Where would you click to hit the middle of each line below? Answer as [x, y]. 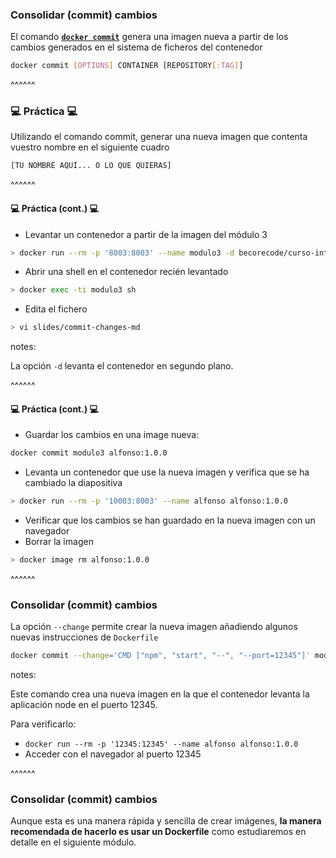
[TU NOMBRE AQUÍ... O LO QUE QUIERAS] [91, 166]
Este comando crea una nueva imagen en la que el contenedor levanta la [160, 694]
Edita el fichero [56, 309]
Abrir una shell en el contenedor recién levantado [126, 272]
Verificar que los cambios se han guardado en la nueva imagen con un [170, 520]
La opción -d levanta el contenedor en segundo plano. [122, 366]
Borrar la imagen [59, 542]
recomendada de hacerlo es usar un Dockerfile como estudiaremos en [158, 832]
